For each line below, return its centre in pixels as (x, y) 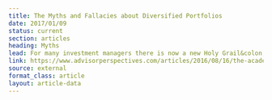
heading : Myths (34, 46)
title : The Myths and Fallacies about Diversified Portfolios (115, 16)
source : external (38, 69)
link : (17, 61)
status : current (36, 31)
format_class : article (47, 76)
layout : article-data (45, 83)
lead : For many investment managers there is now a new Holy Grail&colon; (137, 53)
